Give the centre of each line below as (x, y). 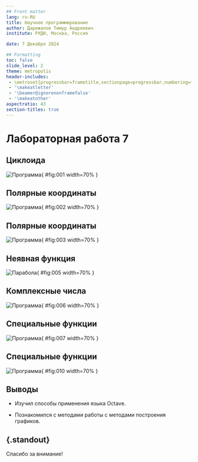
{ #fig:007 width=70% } (70, 338)
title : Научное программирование (47, 22)
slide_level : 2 (25, 65)
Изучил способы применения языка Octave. (70, 404)
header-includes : (27, 77)
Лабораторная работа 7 (67, 138)
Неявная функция (41, 258)
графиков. (27, 421)
